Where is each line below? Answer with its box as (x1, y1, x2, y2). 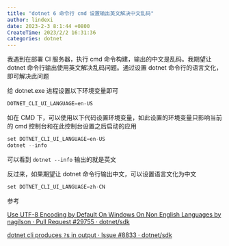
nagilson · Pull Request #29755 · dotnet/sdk (7, 217, 130, 225)
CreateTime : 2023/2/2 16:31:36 (7, 29, 96, 36)
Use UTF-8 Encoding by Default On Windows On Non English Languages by (7, 210, 221, 219)
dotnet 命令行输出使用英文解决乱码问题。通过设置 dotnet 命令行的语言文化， (7, 64, 222, 72)
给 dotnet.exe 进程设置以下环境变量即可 (7, 87, 118, 95)
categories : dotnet (7, 36, 63, 42)
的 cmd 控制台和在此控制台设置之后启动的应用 (7, 122, 137, 130)
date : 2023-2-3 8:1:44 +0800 (7, 23, 90, 29)
